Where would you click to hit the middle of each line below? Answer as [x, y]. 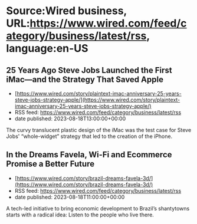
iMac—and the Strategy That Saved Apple [85, 79]
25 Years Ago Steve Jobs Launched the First [89, 70]
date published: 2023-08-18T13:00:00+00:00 [70, 118]
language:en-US [47, 49]
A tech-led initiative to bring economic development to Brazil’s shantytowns [98, 208]
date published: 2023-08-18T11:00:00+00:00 [70, 197]
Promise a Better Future [50, 164]
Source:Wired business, [66, 11]
